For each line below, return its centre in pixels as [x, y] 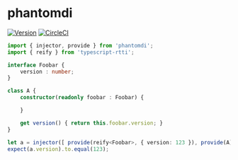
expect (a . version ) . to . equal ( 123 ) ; [58, 149]
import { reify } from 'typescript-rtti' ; [71, 52]
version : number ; [47, 72]
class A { [22, 91]
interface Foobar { [36, 65]
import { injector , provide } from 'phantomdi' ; [80, 45]
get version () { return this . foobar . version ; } [91, 123]
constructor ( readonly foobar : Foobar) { [82, 98]
